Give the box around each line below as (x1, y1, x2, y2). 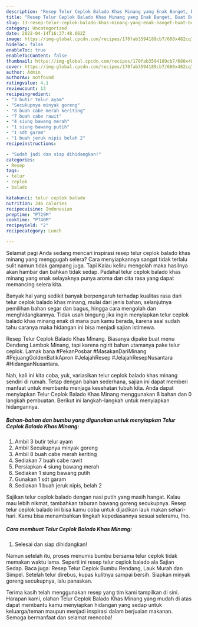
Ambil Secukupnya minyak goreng (14, 444, 98, 451)
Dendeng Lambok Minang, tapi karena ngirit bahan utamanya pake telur (6, 341, 180, 348)
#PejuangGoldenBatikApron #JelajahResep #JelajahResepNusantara (6, 354, 173, 361)
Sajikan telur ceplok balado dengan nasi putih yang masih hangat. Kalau (6, 493, 181, 500)
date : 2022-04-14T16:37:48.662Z (6, 31, 85, 37)
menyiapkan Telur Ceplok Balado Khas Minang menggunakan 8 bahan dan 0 (6, 390, 192, 397)
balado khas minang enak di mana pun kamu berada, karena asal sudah (6, 317, 180, 324)
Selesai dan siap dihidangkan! (14, 541, 87, 548)
